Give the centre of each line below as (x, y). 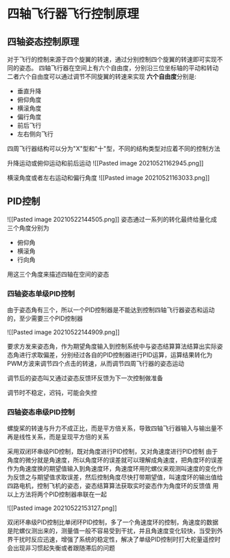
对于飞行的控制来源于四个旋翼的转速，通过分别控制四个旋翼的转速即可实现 (112, 59)
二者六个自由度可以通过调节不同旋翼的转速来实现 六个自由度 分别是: (102, 77)
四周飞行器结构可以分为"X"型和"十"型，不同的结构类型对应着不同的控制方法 (114, 149)
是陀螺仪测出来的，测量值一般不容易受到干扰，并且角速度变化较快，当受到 (112, 531)
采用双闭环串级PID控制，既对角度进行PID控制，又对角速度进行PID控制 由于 (113, 452)
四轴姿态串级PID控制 (41, 412)
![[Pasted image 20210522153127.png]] (62, 508)
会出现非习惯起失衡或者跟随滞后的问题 (61, 548)
